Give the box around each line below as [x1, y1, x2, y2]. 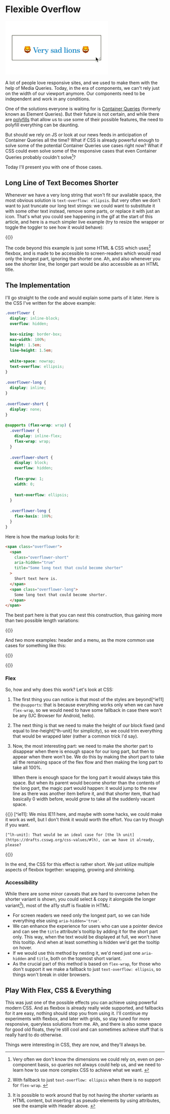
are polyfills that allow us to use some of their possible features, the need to [5, 116, 163, 122]
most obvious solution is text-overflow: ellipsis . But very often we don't [5, 197, 161, 203]
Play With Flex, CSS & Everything [5, 986, 111, 995]
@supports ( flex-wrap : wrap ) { [5, 423, 71, 428]
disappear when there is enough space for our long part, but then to [12, 748, 155, 754]
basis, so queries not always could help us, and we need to [37, 1062, 161, 1068]
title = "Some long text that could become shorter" [14, 566, 123, 571]
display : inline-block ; [10, 316, 60, 321]
